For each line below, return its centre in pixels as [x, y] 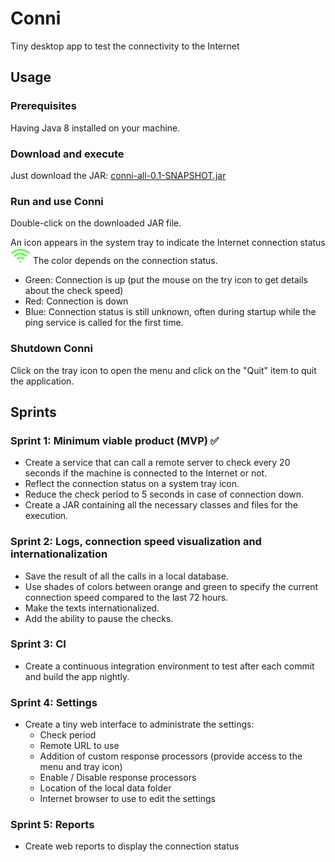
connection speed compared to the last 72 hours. [126, 597]
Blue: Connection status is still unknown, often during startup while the [170, 312]
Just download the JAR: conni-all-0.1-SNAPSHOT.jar [118, 175]
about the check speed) [74, 291]
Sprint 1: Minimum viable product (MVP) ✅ [115, 440]
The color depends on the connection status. [125, 261]
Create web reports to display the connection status [132, 846]
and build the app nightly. [77, 676]
